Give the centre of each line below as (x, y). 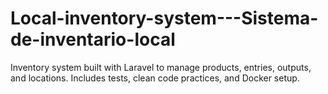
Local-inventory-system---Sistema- (164, 18)
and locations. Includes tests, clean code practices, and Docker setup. (155, 78)
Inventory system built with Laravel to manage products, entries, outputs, (161, 67)
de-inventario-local (93, 39)
